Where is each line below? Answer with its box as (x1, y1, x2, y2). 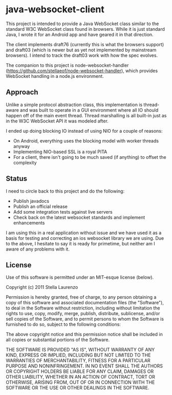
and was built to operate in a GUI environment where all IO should (20, 107, 159, 113)
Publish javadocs (13, 198, 50, 204)
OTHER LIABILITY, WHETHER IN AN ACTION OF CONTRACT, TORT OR (6, 374, 155, 380)
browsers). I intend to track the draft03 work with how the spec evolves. (6, 52, 158, 58)
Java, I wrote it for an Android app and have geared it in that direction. (6, 31, 154, 37)
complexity (13, 159, 37, 165)
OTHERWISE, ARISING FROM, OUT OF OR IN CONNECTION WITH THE (6, 379, 155, 385)
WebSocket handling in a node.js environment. (6, 73, 104, 79)
